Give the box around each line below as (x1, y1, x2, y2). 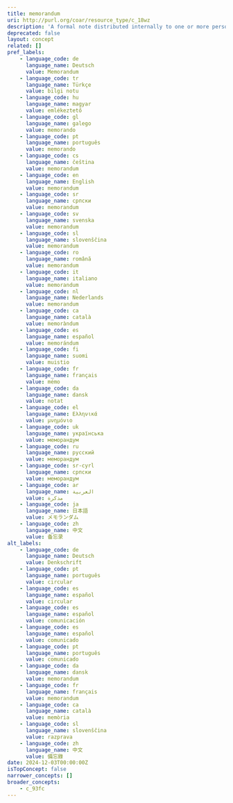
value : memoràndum (25, 320, 79, 327)
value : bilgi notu (25, 88, 79, 94)
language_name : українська (25, 430, 104, 437)
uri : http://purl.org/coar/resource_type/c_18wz (7, 17, 150, 24)
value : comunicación (25, 618, 85, 624)
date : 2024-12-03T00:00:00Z (7, 759, 89, 766)
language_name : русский (25, 449, 95, 456)
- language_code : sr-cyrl (19, 463, 95, 470)
